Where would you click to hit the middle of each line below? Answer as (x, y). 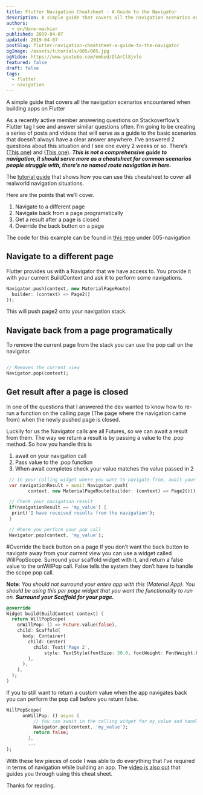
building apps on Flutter (36, 108)
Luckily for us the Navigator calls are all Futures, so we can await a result (97, 431)
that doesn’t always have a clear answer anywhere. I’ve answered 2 (91, 139)
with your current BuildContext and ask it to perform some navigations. (95, 277)
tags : (13, 74)
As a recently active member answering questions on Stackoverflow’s (93, 120)
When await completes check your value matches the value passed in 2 (104, 468)
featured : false (27, 62)
